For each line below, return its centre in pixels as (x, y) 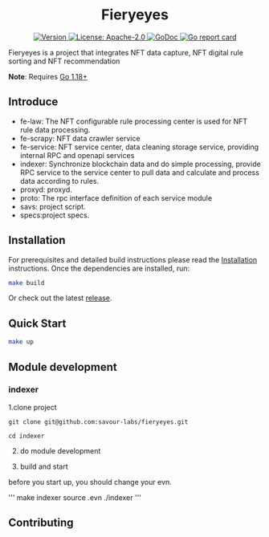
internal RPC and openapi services (77, 155)
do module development (60, 450)
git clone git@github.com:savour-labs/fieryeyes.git (98, 422)
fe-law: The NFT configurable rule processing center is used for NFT (134, 121)
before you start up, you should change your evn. (90, 482)
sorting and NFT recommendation (64, 61)
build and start (44, 466)
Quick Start (37, 323)
